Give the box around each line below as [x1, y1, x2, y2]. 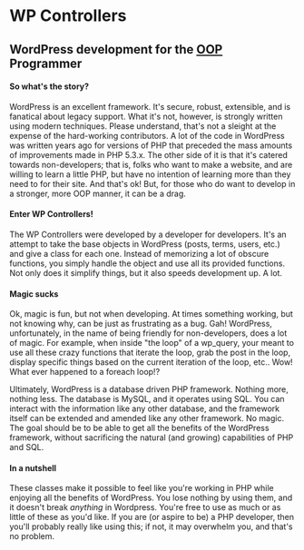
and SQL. [9, 442, 44, 453]
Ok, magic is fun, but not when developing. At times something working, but [9, 309, 293, 319]
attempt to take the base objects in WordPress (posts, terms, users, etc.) [9, 238, 281, 250]
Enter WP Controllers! [9, 209, 93, 220]
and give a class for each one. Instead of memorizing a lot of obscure [9, 248, 270, 259]
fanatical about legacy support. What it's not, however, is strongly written [9, 111, 283, 122]
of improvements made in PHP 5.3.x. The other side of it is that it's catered [9, 149, 289, 160]
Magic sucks [9, 288, 59, 300]
